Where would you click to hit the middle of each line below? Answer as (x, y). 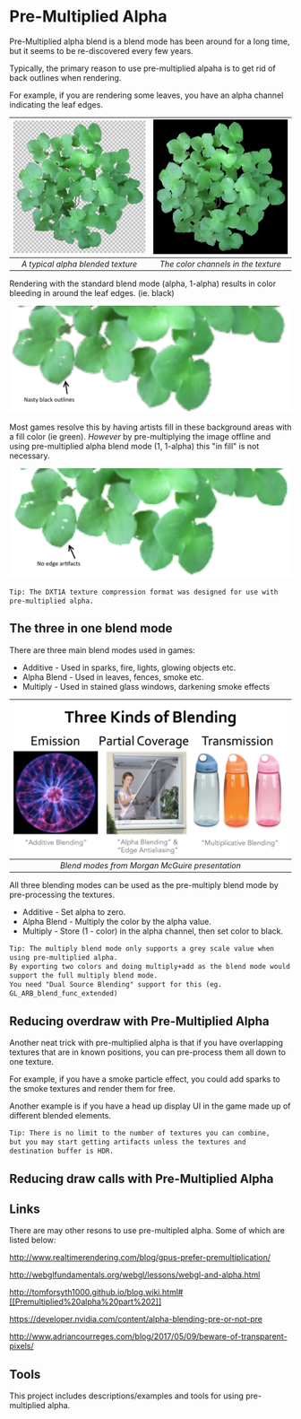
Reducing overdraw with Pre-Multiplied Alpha (140, 1021)
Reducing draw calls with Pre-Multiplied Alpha (142, 1178)
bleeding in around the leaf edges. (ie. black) (92, 293)
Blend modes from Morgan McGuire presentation (150, 865)
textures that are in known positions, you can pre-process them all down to (148, 1052)
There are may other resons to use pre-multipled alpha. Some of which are (147, 1231)
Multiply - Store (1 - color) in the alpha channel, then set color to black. (153, 931)
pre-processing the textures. (62, 895)
